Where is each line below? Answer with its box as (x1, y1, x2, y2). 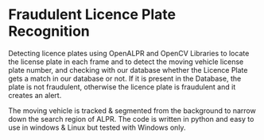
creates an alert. (8, 90, 62, 100)
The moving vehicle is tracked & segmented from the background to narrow (8, 105, 256, 115)
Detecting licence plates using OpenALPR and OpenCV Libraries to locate (8, 48, 250, 58)
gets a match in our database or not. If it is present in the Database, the (8, 74, 242, 83)
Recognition (8, 22, 90, 40)
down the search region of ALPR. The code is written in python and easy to (8, 114, 254, 123)
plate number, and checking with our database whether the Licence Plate (8, 65, 248, 74)
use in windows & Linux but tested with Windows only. (8, 123, 186, 132)
